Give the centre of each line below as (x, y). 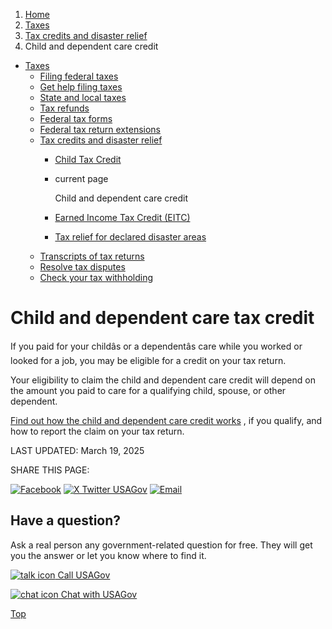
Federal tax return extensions (100, 129)
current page (81, 178)
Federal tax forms (76, 118)
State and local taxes (83, 97)
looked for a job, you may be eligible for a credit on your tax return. (148, 360)
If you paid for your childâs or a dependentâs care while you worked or (156, 346)
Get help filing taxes (81, 87)
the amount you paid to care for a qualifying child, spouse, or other (148, 390)
